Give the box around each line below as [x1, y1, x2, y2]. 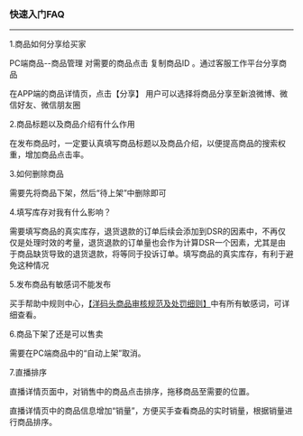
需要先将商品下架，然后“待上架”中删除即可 [9, 188, 167, 199]
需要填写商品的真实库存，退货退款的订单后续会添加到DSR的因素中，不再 [9, 226, 279, 237]
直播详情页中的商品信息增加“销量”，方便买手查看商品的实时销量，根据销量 [9, 405, 286, 416]
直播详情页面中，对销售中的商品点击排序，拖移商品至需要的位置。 [9, 386, 254, 397]
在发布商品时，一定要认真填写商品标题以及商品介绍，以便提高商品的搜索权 [9, 138, 286, 149]
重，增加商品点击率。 [9, 149, 88, 160]
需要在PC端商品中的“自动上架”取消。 [9, 348, 146, 358]
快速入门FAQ [9, 7, 65, 20]
